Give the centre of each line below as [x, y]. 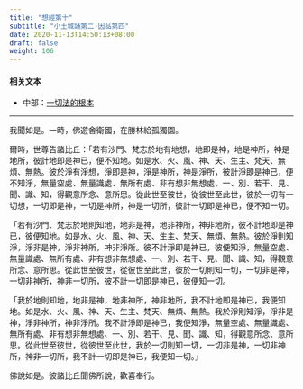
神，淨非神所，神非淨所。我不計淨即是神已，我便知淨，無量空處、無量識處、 [151, 323]
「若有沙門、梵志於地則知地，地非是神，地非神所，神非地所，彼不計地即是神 [151, 225]
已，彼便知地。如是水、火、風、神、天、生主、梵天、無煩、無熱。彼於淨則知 [151, 236]
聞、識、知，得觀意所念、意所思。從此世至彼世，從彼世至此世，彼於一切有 [147, 194]
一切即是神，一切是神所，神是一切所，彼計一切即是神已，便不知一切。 [163, 206]
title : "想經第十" [41, 18]
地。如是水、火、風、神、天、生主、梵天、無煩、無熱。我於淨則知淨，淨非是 [151, 312]
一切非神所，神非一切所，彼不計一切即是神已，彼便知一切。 [120, 281]
